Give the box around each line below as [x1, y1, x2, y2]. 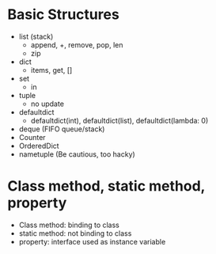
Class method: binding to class [18, 220, 120, 229]
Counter [18, 132, 46, 142]
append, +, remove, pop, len [30, 40, 123, 49]
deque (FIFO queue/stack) [18, 124, 105, 134]
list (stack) [18, 32, 54, 41]
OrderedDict [18, 141, 60, 150]
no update [30, 99, 65, 108]
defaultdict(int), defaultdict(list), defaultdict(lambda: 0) [30, 116, 209, 125]
